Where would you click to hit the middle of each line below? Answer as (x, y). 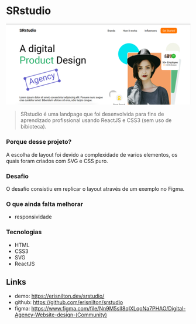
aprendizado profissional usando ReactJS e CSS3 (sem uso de (96, 120)
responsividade (33, 217)
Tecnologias (24, 232)
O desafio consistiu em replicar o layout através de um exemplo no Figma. (95, 189)
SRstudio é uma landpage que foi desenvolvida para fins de (92, 114)
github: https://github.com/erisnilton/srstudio (69, 302)
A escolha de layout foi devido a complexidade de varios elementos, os (92, 154)
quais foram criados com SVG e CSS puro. (57, 161)
